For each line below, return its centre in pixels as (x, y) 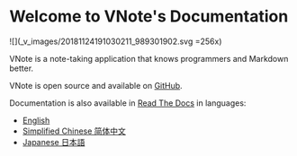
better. (22, 68)
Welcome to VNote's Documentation (149, 17)
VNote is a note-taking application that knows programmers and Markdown (149, 58)
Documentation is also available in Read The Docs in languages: (128, 103)
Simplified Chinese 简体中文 (74, 131)
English (36, 120)
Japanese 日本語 (54, 142)
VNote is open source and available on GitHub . (96, 85)
